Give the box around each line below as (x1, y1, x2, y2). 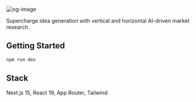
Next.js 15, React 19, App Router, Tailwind (6, 89, 108, 96)
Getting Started (6, 41, 65, 51)
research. (6, 24, 30, 30)
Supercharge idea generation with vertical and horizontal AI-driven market (6, 17, 190, 24)
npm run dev (6, 57, 36, 63)
